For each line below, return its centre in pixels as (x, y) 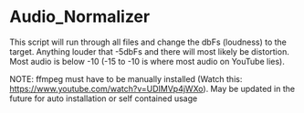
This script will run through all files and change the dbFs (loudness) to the (148, 42)
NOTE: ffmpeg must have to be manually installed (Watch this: (126, 78)
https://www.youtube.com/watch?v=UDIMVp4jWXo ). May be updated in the (152, 88)
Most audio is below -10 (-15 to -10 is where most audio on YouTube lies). (147, 61)
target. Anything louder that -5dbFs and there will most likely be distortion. (149, 51)
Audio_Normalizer (80, 17)
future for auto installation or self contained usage (104, 98)
